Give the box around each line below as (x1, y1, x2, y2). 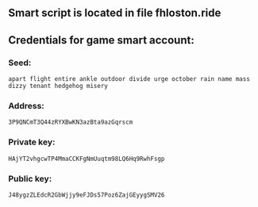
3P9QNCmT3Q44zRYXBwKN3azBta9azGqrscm (8, 118, 133, 126)
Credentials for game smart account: (8, 33, 194, 47)
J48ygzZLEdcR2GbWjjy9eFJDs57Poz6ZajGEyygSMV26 (8, 190, 165, 199)
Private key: (8, 136, 56, 148)
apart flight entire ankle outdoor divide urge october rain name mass (8, 75, 250, 83)
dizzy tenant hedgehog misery (8, 82, 109, 90)
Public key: (8, 173, 52, 184)
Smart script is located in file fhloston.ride (8, 6, 221, 20)
